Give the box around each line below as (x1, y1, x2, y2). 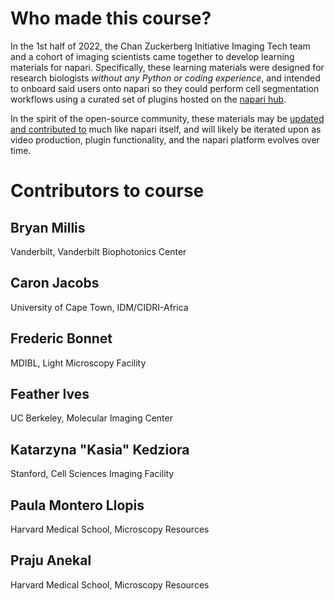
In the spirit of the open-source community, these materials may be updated (10, 112, 325, 124)
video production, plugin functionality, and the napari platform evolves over (10, 133, 320, 146)
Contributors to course (10, 180, 205, 202)
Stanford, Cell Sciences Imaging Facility (10, 468, 175, 480)
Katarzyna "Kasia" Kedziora (10, 441, 190, 458)
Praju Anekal (10, 552, 92, 569)
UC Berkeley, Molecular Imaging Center (10, 412, 173, 424)
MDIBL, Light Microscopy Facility (10, 357, 147, 369)
